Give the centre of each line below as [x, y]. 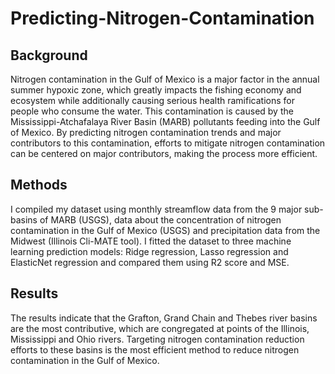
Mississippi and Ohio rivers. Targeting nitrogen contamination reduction [157, 339]
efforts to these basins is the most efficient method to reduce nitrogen [155, 349]
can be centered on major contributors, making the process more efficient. [164, 153]
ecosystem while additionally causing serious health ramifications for [152, 100]
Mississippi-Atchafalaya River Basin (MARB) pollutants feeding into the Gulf [165, 121]
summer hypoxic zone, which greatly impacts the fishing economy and [156, 90]
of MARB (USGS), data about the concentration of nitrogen [160, 219]
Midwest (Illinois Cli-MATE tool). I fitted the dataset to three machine [151, 241]
